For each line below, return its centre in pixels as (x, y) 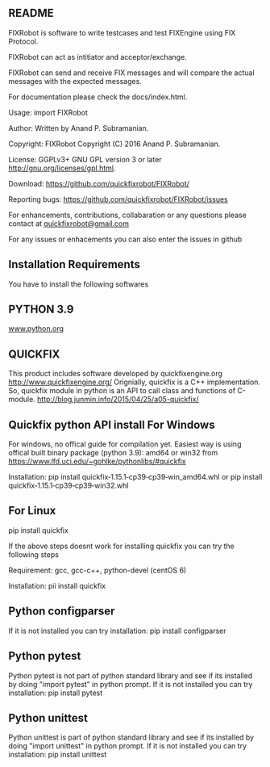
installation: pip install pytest (56, 693)
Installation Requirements (75, 264)
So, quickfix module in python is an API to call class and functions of (122, 391)
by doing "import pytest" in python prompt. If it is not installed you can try (131, 684)
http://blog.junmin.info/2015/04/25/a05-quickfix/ (118, 400)
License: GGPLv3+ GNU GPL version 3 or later (85, 159)
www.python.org (36, 329)
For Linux (32, 511)
